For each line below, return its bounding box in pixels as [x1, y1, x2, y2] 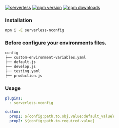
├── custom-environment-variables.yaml [5, 55, 86, 60]
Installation [5, 17, 33, 23]
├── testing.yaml [5, 68, 40, 73]
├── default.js [5, 60, 36, 64]
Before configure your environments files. [5, 40, 107, 46]
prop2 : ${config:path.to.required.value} [9, 118, 95, 123]
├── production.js [5, 73, 42, 78]
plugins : [5, 96, 23, 101]
